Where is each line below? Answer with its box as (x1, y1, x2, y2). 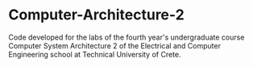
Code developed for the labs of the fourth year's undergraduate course (8, 32, 245, 42)
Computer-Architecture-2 (8, 6, 185, 24)
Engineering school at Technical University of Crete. (8, 49, 181, 59)
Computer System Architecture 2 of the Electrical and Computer (8, 40, 222, 50)
